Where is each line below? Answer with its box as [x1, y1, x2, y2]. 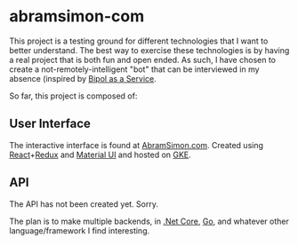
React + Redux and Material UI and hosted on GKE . [9, 149, 191, 160]
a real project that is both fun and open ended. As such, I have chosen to [9, 54, 276, 65]
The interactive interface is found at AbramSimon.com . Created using [9, 139, 264, 150]
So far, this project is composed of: [9, 91, 138, 101]
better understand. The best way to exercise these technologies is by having [9, 44, 290, 55]
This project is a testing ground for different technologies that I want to [9, 36, 269, 46]
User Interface [9, 116, 92, 131]
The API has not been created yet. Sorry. [9, 198, 158, 209]
